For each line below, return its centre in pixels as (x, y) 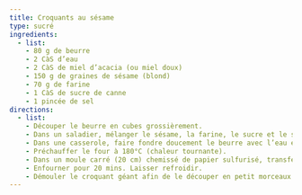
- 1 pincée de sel (60, 101)
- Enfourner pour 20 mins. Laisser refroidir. (114, 168)
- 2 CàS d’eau (52, 59)
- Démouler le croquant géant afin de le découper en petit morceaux (159, 176)
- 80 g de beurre (58, 51)
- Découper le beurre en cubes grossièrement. (114, 127)
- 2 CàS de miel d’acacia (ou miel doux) (104, 68)
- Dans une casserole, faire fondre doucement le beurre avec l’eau (156, 143)
